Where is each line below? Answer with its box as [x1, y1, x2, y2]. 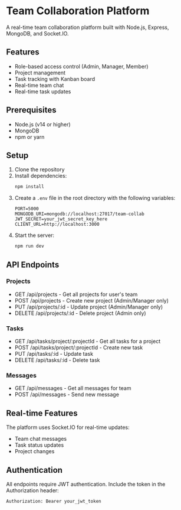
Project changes [14, 448, 55, 455]
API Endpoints [6, 259, 60, 269]
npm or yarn [14, 133, 45, 140]
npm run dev [14, 243, 44, 249]
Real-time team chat [14, 82, 64, 89]
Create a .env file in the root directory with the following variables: [14, 194, 176, 202]
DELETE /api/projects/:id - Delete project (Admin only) [14, 309, 146, 317]
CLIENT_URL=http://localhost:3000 [14, 222, 100, 228]
